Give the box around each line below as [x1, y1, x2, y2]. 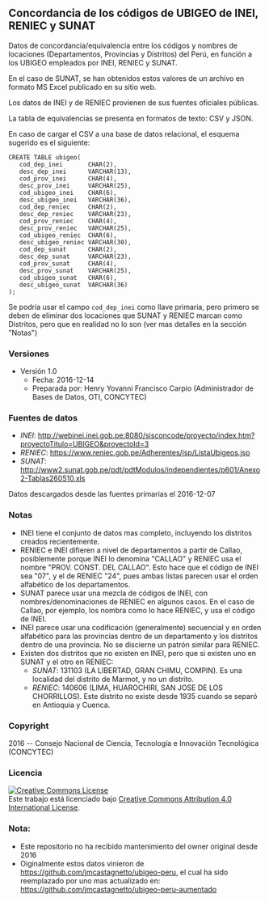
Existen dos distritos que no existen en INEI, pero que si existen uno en [19, 648, 257, 658]
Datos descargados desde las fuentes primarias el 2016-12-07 [8, 489, 216, 499]
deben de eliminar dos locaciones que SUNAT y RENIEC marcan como [8, 311, 242, 320]
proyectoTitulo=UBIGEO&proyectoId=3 [19, 439, 149, 449]
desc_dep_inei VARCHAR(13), [19, 167, 132, 176]
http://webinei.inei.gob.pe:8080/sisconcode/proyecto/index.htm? [37, 430, 255, 440]
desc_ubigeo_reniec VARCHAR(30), [19, 238, 132, 246]
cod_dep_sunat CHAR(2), [19, 245, 117, 253]
